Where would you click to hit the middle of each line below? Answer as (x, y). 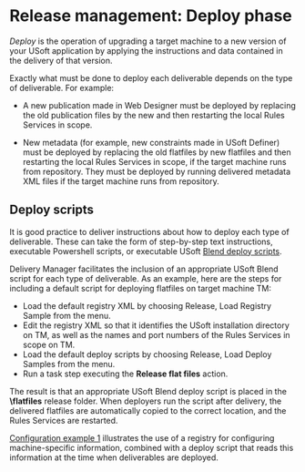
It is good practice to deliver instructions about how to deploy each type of (149, 231)
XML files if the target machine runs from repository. (121, 181)
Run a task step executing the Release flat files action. (125, 374)
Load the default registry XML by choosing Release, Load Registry (147, 305)
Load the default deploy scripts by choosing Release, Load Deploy (147, 354)
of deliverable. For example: (62, 87)
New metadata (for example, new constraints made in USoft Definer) (151, 142)
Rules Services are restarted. (64, 420)
